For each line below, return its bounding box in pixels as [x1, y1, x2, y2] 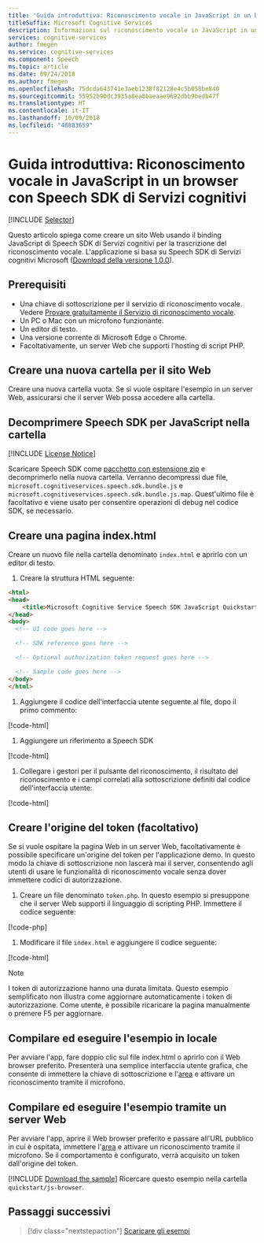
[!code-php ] [8, 922, 48, 932]
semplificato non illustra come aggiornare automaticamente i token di [8, 992, 233, 1001]
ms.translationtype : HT [8, 99, 86, 107]
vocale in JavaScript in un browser [8, 172, 239, 190]
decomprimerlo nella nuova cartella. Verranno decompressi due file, [8, 473, 229, 482]
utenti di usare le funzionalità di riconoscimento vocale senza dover [8, 867, 227, 877]
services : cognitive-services [8, 33, 108, 42]
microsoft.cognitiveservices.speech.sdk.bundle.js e [8, 481, 183, 491]
